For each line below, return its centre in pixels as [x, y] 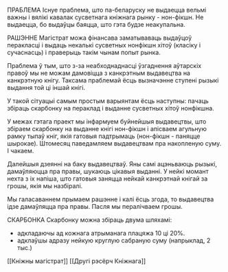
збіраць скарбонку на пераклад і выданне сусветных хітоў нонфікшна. [111, 108]
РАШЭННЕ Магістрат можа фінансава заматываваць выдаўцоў [100, 38]
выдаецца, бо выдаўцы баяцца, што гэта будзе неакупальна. [96, 24]
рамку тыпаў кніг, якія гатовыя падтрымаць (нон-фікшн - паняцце [104, 136]
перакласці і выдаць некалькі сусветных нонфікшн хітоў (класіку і [104, 45]
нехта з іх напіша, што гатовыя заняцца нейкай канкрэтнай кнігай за [107, 179]
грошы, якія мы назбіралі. [45, 186]
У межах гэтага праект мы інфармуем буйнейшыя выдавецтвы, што [107, 122]
